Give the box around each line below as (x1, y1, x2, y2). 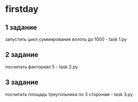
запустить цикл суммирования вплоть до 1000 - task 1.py (5, 36, 127, 42)
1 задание (5, 23, 37, 32)
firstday (5, 3, 39, 15)
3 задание (5, 78, 39, 87)
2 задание (5, 51, 38, 59)
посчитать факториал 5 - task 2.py (5, 63, 78, 70)
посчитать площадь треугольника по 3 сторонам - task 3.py (5, 91, 133, 97)
